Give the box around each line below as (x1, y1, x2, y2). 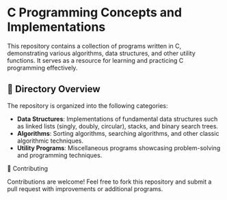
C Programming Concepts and (7, 5, 183, 20)
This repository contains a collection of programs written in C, (7, 42, 182, 50)
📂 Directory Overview (7, 83, 101, 95)
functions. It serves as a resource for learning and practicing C (7, 56, 184, 64)
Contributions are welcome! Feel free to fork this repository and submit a (7, 177, 212, 186)
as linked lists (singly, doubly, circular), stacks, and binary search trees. (16, 122, 219, 130)
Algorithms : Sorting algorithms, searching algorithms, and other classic (16, 129, 219, 137)
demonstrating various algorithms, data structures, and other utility (7, 49, 196, 57)
